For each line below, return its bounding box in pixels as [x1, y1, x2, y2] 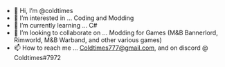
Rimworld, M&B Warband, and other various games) [13, 36, 163, 44]
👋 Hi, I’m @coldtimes [13, 7, 73, 15]
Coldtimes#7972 [13, 54, 61, 61]
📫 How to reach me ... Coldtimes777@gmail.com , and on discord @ [13, 44, 208, 52]
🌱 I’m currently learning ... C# [13, 21, 98, 29]
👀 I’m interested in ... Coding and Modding [13, 14, 134, 22]
